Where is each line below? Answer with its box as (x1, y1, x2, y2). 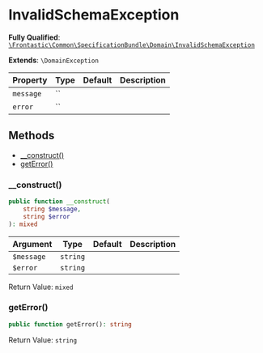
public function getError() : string (8, 320, 132, 329)
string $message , (23, 205, 82, 213)
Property (12, 74, 48, 86)
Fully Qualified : (8, 32, 61, 42)
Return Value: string (8, 334, 78, 345)
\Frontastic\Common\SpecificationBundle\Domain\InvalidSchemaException (8, 40, 255, 49)
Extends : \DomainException (8, 55, 100, 65)
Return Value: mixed (8, 282, 74, 291)
